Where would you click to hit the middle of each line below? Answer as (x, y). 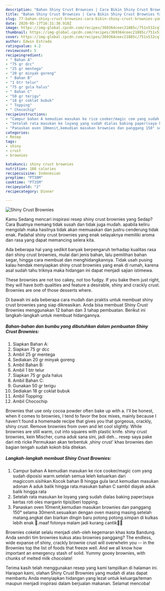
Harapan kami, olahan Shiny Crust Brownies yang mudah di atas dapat (77, 573)
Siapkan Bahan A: (30, 344)
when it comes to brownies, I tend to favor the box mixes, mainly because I (81, 416)
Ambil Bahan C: (28, 380)
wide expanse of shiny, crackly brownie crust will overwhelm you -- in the (80, 543)
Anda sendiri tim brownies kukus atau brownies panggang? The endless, (79, 537)
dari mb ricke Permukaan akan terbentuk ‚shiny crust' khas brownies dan (79, 442)
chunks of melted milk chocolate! (39, 558)
